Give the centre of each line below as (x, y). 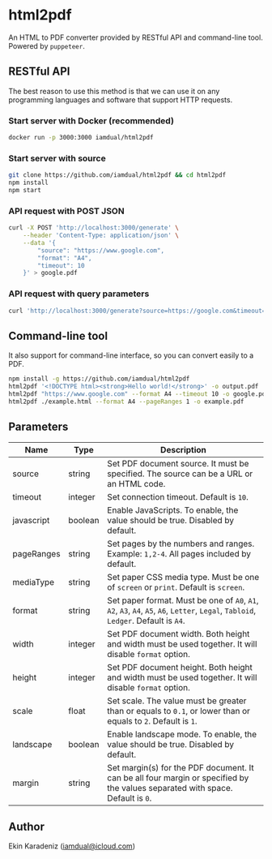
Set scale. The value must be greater (177, 701)
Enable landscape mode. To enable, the (182, 734)
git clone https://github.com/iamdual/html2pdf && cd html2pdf (117, 175)
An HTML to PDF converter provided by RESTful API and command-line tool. (136, 37)
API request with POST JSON (66, 211)
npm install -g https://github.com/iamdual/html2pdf (99, 379)
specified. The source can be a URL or (180, 474)
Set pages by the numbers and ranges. (181, 543)
